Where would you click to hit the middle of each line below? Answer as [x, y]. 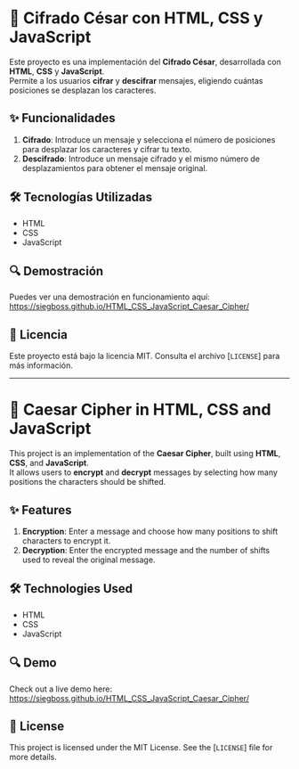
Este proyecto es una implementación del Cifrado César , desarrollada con [145, 61]
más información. [41, 365]
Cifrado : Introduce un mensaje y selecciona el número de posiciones [149, 139]
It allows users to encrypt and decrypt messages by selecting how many [144, 472]
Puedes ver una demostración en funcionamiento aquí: [110, 297]
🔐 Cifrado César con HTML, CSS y [136, 18]
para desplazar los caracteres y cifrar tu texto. [107, 149]
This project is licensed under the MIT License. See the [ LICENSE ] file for [141, 748]
